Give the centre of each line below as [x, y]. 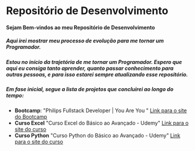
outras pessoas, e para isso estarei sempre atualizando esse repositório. [97, 74]
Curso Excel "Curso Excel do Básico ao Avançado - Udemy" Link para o [102, 123]
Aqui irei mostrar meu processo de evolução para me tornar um [85, 41]
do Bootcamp [31, 116]
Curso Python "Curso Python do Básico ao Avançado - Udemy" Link [97, 135]
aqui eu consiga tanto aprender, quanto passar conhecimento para [90, 68]
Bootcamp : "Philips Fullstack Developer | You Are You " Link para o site [101, 110]
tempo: [15, 96]
